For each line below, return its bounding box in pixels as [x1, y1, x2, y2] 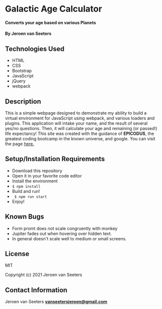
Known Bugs [5, 213, 44, 221]
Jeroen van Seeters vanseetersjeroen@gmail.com [5, 299, 107, 305]
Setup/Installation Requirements [5, 155, 105, 163]
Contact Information [5, 286, 68, 294]
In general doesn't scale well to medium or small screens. [12, 235, 127, 241]
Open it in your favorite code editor [12, 173, 82, 178]
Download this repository [12, 168, 62, 174]
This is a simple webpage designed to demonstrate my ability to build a [5, 110, 147, 116]
